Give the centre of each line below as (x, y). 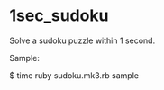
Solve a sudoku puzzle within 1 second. (82, 40)
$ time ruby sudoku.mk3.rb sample (74, 75)
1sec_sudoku (59, 16)
